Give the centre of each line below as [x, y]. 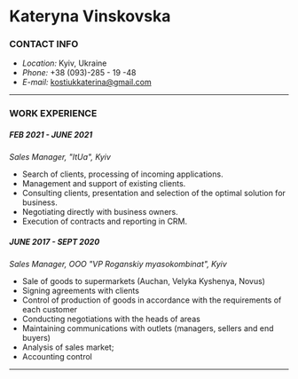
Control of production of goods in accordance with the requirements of [152, 300]
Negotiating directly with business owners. [100, 212]
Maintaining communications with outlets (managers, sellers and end [148, 328]
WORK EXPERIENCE [53, 114]
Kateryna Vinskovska [90, 16]
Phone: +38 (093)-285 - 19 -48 [79, 73]
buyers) [36, 338]
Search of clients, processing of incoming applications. [122, 174]
